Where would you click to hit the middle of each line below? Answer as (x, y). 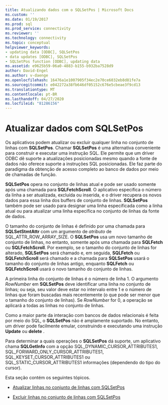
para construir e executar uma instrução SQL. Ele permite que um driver (80, 153)
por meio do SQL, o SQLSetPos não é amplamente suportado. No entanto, (82, 321)
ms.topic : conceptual (28, 43)
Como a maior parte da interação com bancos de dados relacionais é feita (82, 315)
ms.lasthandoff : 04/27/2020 (35, 99)
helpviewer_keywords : (28, 47)
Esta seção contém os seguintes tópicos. (48, 378)
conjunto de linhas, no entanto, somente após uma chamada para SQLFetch (84, 242)
